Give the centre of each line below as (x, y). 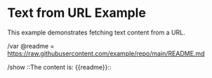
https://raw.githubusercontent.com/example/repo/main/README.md (106, 53)
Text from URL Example (77, 13)
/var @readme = (31, 46)
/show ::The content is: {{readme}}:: (59, 67)
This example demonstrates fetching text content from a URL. (97, 32)
